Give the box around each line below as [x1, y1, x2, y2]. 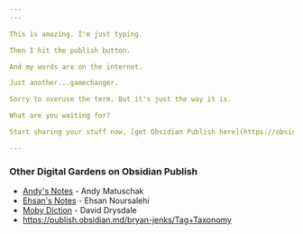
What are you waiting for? [9, 111, 111, 120]
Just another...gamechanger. [9, 79, 119, 88]
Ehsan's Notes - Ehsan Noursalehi [22, 195, 150, 206]
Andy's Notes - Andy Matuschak [22, 186, 144, 197]
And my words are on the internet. [9, 62, 143, 71]
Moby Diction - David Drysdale [22, 205, 137, 216]
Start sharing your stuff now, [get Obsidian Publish [9, 127, 216, 136]
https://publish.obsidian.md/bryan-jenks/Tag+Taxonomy [22, 214, 233, 226]
